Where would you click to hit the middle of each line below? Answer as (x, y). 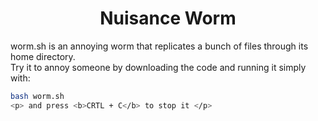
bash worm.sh (37, 96)
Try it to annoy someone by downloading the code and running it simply (158, 67)
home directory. (43, 56)
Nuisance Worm (168, 18)
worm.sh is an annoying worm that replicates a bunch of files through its (159, 46)
